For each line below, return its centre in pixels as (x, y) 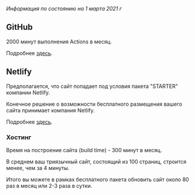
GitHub (20, 27)
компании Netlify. (28, 92)
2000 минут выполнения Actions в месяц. (59, 42)
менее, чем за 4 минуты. (38, 168)
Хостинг (19, 137)
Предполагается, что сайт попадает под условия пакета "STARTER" (92, 86)
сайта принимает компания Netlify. (50, 110)
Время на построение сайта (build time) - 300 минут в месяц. (84, 150)
